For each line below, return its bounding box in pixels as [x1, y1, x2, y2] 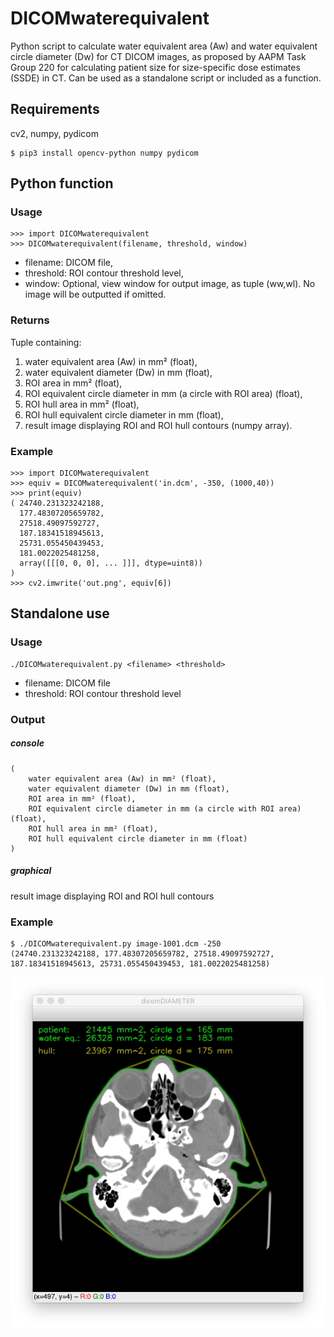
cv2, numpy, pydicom [10, 127, 99, 139]
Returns [10, 313, 50, 327]
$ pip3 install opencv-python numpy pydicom [10, 148, 199, 158]
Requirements [10, 101, 100, 118]
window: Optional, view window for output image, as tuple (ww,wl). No [24, 278, 316, 290]
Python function [10, 175, 114, 192]
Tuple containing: [10, 336, 82, 348]
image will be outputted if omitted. [24, 288, 167, 301]
